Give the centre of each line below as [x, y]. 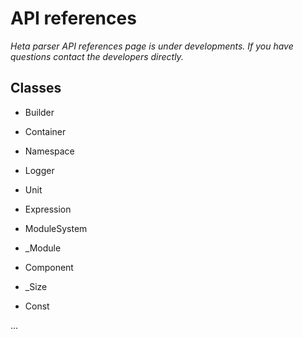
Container [45, 131]
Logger [39, 170]
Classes [36, 88]
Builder [39, 112]
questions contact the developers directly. [97, 56]
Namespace [49, 151]
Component [49, 267]
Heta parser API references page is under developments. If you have [152, 46]
